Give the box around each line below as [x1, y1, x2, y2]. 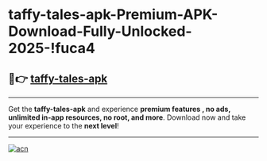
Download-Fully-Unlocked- [8, 22, 192, 40]
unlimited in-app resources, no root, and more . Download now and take [8, 113, 246, 122]
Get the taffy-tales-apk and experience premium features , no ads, [8, 105, 231, 113]
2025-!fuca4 [8, 40, 95, 57]
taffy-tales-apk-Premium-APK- [8, 6, 219, 24]
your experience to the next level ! [8, 121, 119, 130]
